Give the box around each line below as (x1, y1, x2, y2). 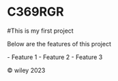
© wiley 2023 (7, 66, 46, 74)
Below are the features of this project (7, 39, 111, 48)
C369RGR (7, 4, 64, 20)
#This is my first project (7, 27, 74, 35)
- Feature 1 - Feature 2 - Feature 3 (7, 52, 103, 61)
